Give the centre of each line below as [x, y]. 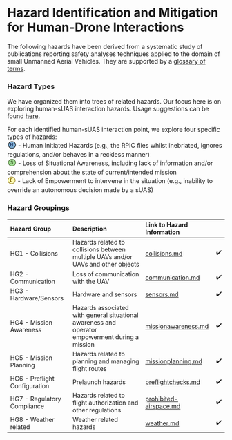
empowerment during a [106, 337]
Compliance [27, 406]
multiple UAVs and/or [102, 257]
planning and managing [106, 361]
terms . [16, 68]
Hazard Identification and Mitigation [113, 13]
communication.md [172, 278]
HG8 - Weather [32, 420]
